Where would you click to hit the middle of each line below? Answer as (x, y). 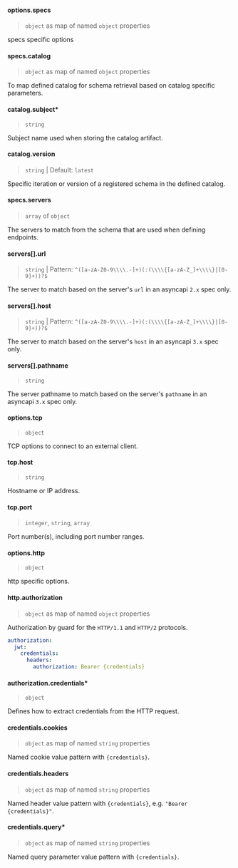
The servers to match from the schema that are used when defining (107, 230)
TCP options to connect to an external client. (73, 446)
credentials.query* (36, 827)
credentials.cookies (37, 728)
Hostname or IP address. (44, 491)
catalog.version (31, 154)
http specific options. (38, 582)
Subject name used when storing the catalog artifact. (86, 138)
